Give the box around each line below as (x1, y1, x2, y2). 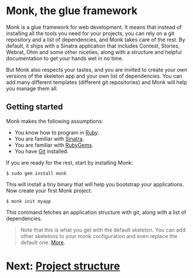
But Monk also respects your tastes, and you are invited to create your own (6, 66, 188, 73)
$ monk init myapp (6, 198, 51, 204)
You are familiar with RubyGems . (14, 141, 94, 148)
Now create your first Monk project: (6, 187, 93, 194)
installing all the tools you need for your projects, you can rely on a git (6, 29, 175, 36)
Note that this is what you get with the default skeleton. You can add (20, 226, 186, 233)
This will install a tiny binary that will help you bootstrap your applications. (6, 180, 184, 187)
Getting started (6, 102, 63, 112)
